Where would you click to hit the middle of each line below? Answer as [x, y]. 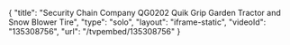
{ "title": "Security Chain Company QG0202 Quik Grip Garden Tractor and [145, 13]
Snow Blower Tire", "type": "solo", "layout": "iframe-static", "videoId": [137, 22]
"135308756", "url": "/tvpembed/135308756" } [95, 31]
